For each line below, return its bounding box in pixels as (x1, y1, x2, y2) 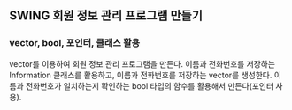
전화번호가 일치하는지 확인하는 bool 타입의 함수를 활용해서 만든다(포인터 (25, 80, 274, 91)
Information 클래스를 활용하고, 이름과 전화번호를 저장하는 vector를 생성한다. (9, 70, 273, 80)
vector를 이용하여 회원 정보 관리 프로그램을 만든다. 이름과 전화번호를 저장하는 (9, 58, 276, 69)
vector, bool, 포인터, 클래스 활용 (9, 37, 140, 49)
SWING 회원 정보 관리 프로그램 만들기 (9, 8, 204, 24)
